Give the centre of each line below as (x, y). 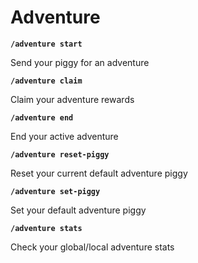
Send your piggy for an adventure (80, 62)
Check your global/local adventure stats (92, 247)
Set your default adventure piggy (78, 210)
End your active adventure (64, 136)
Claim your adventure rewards (72, 99)
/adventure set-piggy (55, 191)
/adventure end (42, 117)
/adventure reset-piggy (60, 154)
